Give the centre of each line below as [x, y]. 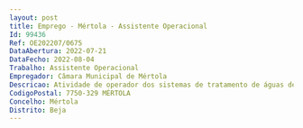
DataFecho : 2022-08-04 [52, 59]
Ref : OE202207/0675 [46, 43]
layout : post [34, 18]
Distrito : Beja [38, 110]
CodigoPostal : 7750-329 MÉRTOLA [70, 93]
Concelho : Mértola [44, 101]
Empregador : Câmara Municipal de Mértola [88, 77]
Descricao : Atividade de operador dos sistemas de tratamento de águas [147, 85]
